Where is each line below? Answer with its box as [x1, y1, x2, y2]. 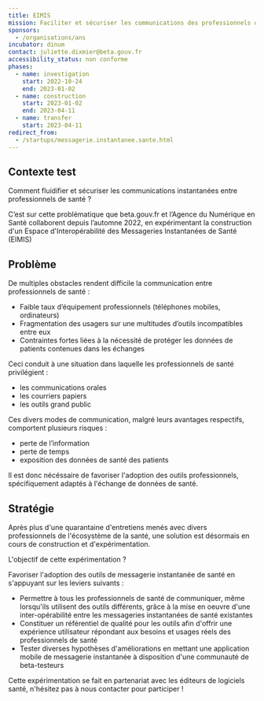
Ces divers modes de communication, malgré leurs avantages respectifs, [8, 415, 245, 425]
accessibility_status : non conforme [8, 56, 128, 64]
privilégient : [8, 368, 49, 377]
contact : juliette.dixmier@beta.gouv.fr [8, 48, 143, 56]
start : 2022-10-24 [22, 77, 82, 85]
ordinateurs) [19, 310, 60, 320]
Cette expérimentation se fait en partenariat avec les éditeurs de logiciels [8, 675, 245, 685]
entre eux [19, 328, 51, 337]
